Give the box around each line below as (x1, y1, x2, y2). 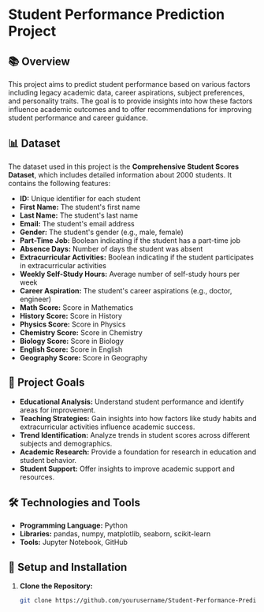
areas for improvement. (19, 405, 96, 415)
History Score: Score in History (19, 311, 122, 320)
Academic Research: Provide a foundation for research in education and (19, 447, 257, 457)
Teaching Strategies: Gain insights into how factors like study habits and (19, 413, 257, 423)
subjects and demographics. (19, 438, 113, 448)
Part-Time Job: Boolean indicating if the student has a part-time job (19, 235, 241, 245)
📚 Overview (8, 54, 71, 68)
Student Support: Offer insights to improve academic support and (19, 464, 235, 473)
